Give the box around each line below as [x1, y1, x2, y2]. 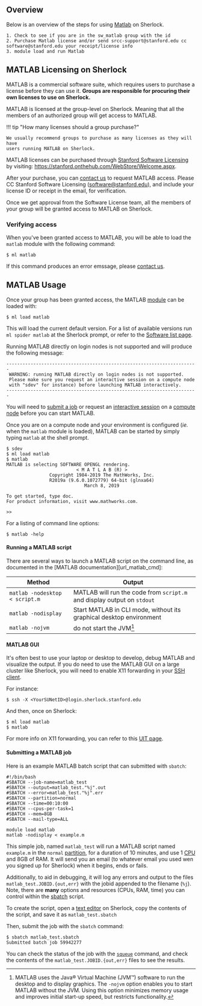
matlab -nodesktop [9, 589, 62, 596]
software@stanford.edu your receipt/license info [6, 43, 133, 49]
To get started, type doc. [6, 493, 74, 499]
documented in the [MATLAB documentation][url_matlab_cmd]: [6, 563, 163, 571]
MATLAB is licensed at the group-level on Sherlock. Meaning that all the [6, 105, 185, 112]
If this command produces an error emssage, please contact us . [6, 262, 165, 270]
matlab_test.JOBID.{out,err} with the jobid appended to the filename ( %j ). [6, 880, 191, 887]
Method [26, 578, 50, 586]
